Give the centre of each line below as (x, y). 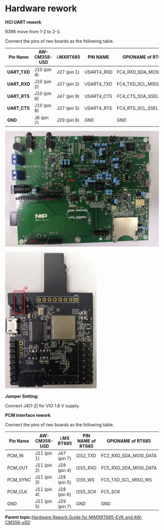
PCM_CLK (17, 492)
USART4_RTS (98, 108)
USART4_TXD (98, 84)
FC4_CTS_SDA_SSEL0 (139, 96)
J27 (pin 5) (68, 108)
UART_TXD (19, 72)
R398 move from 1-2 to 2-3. (33, 31)
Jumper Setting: (22, 396)
